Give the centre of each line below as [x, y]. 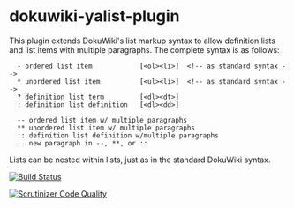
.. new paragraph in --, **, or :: [83, 143]
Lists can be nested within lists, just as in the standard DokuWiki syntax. [140, 160]
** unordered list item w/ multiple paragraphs [106, 128]
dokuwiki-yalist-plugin [94, 16]
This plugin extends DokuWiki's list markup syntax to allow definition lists [143, 41]
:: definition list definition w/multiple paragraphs [118, 135]
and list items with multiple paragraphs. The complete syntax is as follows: [144, 49]
